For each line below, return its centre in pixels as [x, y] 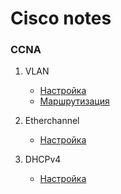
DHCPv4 [43, 159]
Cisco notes [61, 18]
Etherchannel [52, 121]
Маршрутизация [74, 101]
